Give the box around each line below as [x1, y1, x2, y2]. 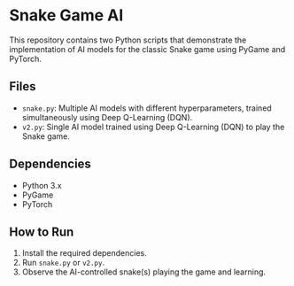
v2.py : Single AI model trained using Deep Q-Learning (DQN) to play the [21, 121, 285, 132]
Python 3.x [21, 180, 62, 190]
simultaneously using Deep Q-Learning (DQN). [21, 112, 193, 122]
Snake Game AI [9, 5, 124, 26]
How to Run [9, 224, 74, 239]
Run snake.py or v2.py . [21, 258, 104, 268]
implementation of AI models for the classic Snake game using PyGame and [9, 43, 286, 54]
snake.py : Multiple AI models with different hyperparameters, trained [21, 103, 272, 113]
